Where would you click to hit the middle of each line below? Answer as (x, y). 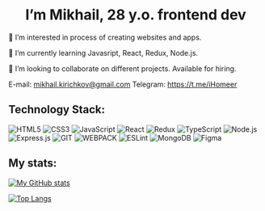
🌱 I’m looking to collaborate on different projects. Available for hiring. (122, 68)
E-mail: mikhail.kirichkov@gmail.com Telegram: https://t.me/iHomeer (123, 84)
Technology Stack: (57, 110)
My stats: (33, 163)
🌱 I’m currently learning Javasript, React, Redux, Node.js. (103, 53)
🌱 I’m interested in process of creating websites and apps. (105, 37)
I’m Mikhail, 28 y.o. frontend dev (136, 15)
